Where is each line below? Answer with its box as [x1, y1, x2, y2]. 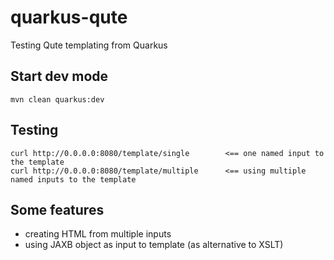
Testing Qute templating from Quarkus [10, 39, 168, 51]
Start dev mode [10, 68, 109, 85]
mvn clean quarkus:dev [10, 94, 105, 105]
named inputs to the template [10, 174, 137, 185]
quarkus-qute [10, 6, 128, 29]
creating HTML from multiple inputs [24, 228, 172, 240]
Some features [10, 201, 105, 218]
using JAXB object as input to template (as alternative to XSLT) [24, 239, 284, 251]
